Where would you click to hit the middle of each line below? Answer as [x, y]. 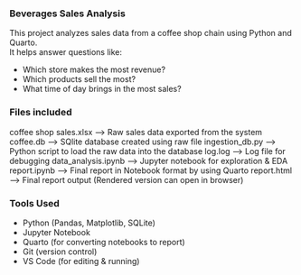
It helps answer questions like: [66, 52]
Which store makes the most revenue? [94, 69]
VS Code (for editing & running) [81, 261]
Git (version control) [60, 252]
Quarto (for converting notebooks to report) [103, 242]
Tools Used [35, 203]
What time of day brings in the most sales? [102, 89]
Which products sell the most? [79, 79]
